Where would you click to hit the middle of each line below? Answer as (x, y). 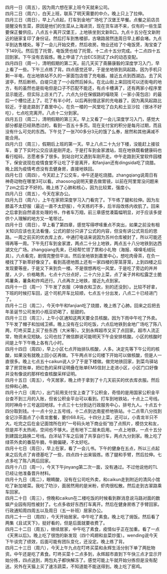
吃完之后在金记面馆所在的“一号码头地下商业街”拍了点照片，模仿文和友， (87, 423)
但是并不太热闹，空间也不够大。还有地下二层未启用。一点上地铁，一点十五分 (83, 430)
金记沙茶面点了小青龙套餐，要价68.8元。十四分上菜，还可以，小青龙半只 (80, 417)
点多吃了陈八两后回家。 (29, 461)
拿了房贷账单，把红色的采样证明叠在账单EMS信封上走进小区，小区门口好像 (82, 368)
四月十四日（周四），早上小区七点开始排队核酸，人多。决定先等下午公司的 (80, 349)
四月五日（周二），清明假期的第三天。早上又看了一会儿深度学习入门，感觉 (80, 119)
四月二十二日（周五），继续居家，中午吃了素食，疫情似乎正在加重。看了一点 (83, 529)
